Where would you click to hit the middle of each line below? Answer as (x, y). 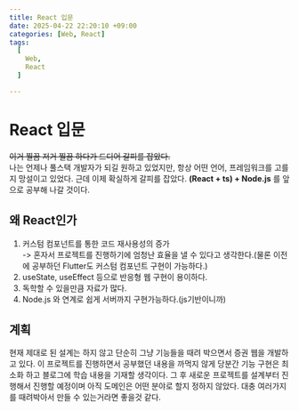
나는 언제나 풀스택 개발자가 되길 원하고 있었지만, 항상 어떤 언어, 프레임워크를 (141, 167)
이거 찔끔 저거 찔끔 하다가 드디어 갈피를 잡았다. (90, 156)
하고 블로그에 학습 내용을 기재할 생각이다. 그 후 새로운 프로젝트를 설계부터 (153, 375)
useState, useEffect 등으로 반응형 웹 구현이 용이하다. (115, 277)
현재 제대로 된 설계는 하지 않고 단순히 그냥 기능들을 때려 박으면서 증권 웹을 (137, 353)
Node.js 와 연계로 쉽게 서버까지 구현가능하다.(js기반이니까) (124, 299)
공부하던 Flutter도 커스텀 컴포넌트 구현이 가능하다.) (120, 266)
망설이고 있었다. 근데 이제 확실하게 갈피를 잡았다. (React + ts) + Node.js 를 (149, 178)
